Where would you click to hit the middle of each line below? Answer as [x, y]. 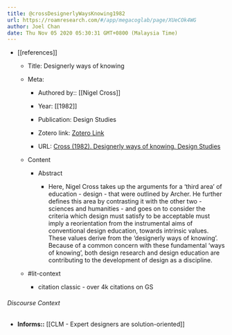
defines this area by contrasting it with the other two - [125, 201]
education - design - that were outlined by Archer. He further [135, 194]
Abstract [50, 173]
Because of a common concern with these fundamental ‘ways [136, 246]
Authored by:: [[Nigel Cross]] [79, 93]
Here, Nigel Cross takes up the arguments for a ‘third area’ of [135, 187]
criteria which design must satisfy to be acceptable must [129, 216]
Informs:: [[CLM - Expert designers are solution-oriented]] [101, 324]
